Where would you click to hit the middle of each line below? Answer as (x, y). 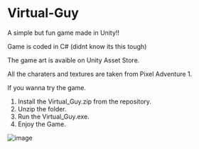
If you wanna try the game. (47, 87)
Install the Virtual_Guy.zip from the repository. (84, 101)
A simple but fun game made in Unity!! (63, 33)
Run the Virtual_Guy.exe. (54, 116)
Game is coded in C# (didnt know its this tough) (77, 46)
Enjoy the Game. (42, 124)
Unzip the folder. (42, 109)
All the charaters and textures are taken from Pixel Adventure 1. (100, 74)
